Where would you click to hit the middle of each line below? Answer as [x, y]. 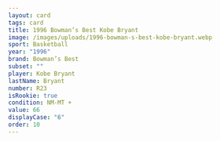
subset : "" [26, 67]
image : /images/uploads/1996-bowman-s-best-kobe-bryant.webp [110, 37]
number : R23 [27, 88]
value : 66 [24, 110]
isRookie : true [33, 96]
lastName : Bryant [37, 81]
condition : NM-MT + [40, 103]
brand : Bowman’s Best [44, 60]
